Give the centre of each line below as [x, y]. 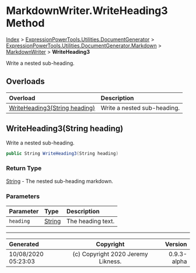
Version [176, 244]
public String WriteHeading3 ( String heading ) [62, 153]
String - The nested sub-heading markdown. [60, 181]
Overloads [25, 82]
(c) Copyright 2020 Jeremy [110, 254]
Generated [24, 244]
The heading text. [90, 222]
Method [25, 23]
